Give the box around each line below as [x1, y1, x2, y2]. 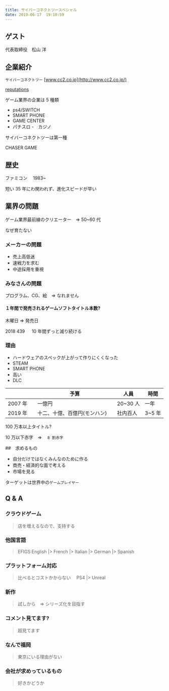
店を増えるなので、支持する [17, 523, 75, 529]
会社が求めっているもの [5, 667, 62, 674]
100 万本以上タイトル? [5, 424, 52, 430]
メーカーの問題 [5, 241, 42, 248]
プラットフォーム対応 [5, 562, 57, 569]
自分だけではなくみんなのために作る [12, 455, 88, 462]
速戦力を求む [12, 260, 39, 266]
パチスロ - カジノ [12, 124, 51, 130]
